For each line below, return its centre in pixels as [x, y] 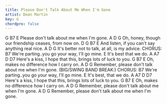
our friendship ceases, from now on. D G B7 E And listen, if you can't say [80, 43]
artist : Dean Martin [27, 14]
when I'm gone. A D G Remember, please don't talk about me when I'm [78, 91]
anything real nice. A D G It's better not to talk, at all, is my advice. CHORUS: [84, 48]
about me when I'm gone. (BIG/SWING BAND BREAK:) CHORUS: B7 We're [81, 70]
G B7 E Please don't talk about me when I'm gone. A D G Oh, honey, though [83, 38]
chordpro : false [22, 24]
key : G [12, 19]
